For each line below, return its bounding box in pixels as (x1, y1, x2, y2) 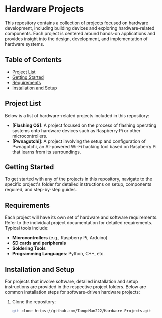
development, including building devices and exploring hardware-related (5, 25, 155, 31)
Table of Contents (5, 56, 62, 64)
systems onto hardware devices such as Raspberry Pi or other (12, 127, 141, 133)
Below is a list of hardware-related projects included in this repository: (5, 112, 150, 118)
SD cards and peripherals (12, 240, 66, 246)
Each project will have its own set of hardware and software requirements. (5, 214, 158, 220)
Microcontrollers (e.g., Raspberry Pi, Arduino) (12, 235, 108, 241)
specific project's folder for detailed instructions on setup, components (5, 181, 152, 187)
